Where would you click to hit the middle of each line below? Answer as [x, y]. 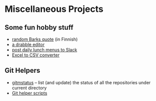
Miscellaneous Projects [54, 9]
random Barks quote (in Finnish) [45, 39]
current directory [29, 88]
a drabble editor [28, 45]
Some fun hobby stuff [39, 27]
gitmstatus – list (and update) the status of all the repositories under [81, 82]
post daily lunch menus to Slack [44, 50]
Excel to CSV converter [36, 55]
